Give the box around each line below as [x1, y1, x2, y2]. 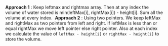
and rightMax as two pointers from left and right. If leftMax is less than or [5, 20, 158, 26]
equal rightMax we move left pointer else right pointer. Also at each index [5, 25, 158, 31]
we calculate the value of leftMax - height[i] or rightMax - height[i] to [5, 31, 159, 36]
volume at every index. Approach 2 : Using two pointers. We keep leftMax [5, 15, 161, 20]
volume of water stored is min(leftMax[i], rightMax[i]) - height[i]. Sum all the [5, 9, 163, 15]
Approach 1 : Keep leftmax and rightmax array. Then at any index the [5, 4, 149, 10]
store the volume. [5, 36, 42, 42]
